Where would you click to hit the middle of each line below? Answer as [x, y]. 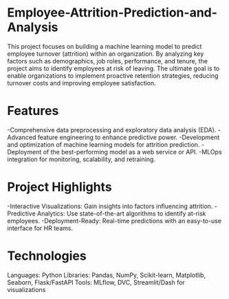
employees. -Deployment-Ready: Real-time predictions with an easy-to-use [115, 220]
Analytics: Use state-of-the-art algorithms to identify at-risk [121, 213]
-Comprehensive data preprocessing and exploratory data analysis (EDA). [112, 130]
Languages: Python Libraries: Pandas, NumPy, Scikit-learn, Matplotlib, [107, 275]
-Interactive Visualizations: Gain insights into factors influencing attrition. [110, 206]
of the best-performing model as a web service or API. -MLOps [132, 152]
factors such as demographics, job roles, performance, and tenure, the [108, 61]
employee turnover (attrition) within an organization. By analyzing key [106, 54]
